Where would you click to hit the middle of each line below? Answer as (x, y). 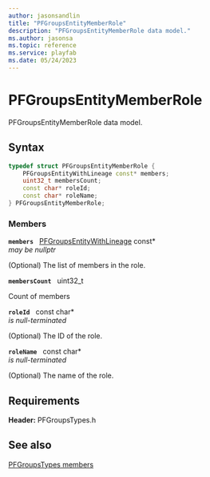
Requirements (44, 400)
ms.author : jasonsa (41, 38)
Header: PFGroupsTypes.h (52, 420)
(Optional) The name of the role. (61, 376)
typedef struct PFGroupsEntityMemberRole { (82, 166)
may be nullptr (32, 250)
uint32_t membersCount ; (62, 181)
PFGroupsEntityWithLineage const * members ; (96, 173)
